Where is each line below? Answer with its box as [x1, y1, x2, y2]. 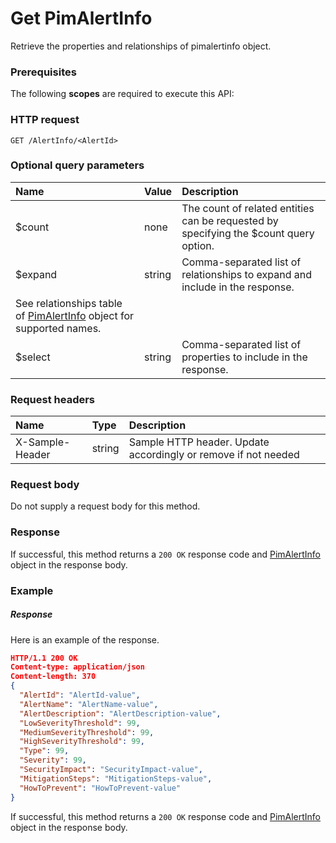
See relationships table [15, 296, 123, 310]
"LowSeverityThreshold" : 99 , [19, 718, 141, 728]
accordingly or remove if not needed [128, 448, 300, 462]
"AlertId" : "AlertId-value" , [19, 690, 141, 701]
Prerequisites [10, 65, 77, 79]
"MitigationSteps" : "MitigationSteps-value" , [19, 773, 213, 784]
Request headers [10, 392, 96, 406]
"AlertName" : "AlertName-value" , [19, 699, 159, 709]
